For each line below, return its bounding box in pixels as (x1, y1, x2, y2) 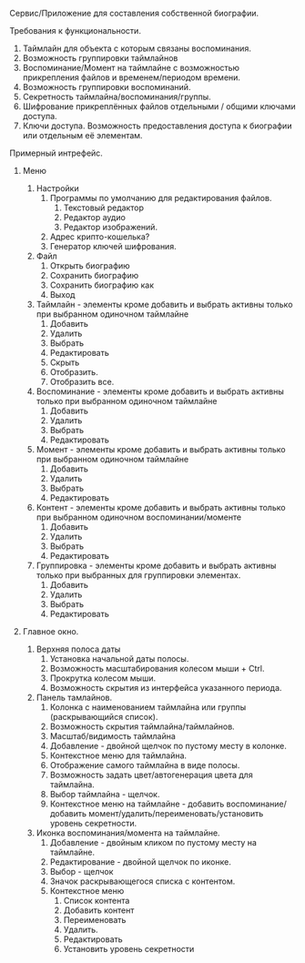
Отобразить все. (49, 377, 115, 387)
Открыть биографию (49, 260, 130, 271)
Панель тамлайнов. (36, 692, 112, 703)
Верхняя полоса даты (36, 644, 121, 654)
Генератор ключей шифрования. (49, 241, 177, 251)
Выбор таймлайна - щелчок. (49, 789, 160, 799)
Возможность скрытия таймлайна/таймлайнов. (49, 721, 235, 732)
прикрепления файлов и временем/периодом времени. (22, 72, 241, 83)
